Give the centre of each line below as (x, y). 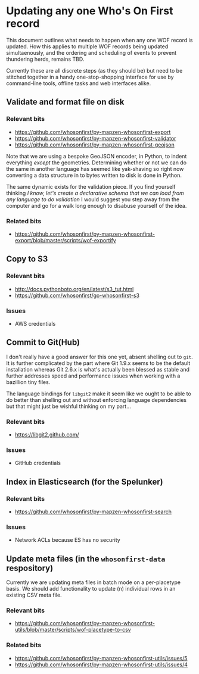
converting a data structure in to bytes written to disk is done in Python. (94, 175)
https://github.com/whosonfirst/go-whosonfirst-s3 (77, 295)
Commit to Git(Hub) (43, 343)
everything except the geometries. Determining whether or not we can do (96, 163)
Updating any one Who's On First (90, 11)
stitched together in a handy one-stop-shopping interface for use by (90, 77)
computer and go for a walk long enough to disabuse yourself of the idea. (97, 205)
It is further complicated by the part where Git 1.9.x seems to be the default (98, 363)
